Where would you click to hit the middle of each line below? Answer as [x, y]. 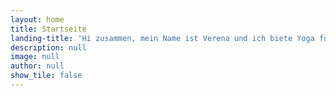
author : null [37, 66]
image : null [35, 57]
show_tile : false [46, 76]
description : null [48, 47]
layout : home [37, 19]
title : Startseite [48, 29]
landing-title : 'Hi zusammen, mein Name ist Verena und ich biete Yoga [162, 38]
